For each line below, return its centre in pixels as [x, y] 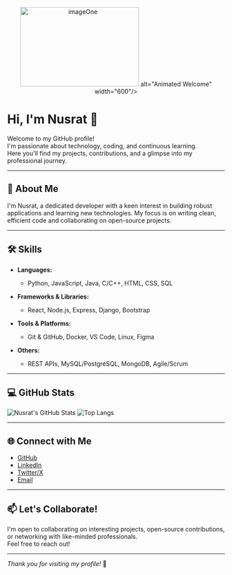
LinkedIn [29, 465]
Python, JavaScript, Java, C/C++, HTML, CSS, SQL [100, 283]
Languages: [35, 269]
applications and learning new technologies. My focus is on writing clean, [112, 213]
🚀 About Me [33, 189]
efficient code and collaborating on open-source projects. [89, 220]
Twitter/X [30, 472]
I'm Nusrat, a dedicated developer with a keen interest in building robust [110, 205]
